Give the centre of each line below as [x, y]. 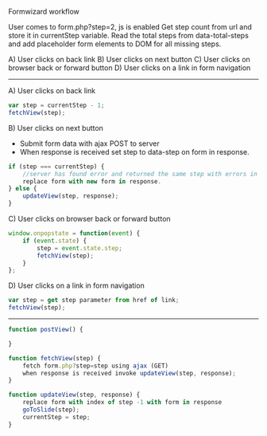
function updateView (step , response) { [74, 395]
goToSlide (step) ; [51, 410]
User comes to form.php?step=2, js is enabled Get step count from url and [130, 27]
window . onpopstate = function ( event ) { [74, 234]
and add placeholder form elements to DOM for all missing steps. [115, 44]
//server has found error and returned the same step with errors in [140, 174]
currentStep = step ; [56, 417]
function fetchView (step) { [55, 358]
